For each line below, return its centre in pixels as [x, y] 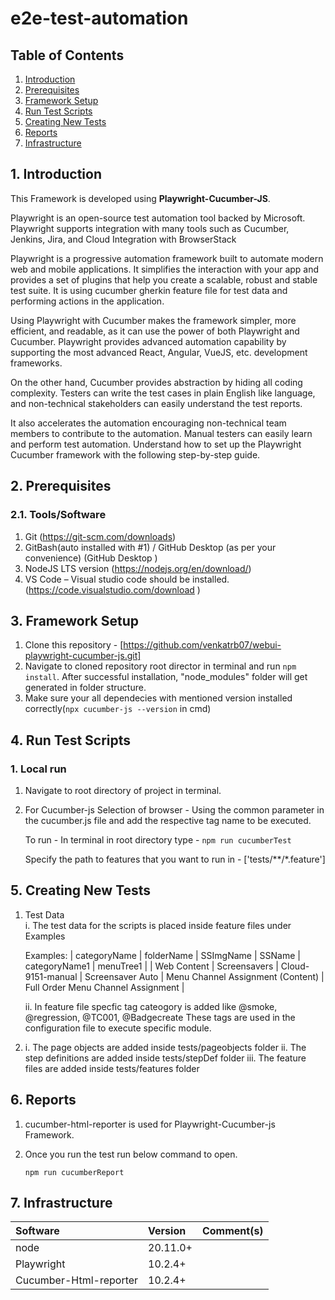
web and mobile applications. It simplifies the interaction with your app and [165, 269]
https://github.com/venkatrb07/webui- [202, 645]
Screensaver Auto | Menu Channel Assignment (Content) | [204, 976]
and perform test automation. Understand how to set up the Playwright [156, 444]
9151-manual [51, 976]
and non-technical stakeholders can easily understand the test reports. [156, 403]
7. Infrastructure [61, 1203]
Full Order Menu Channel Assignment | [104, 987]
